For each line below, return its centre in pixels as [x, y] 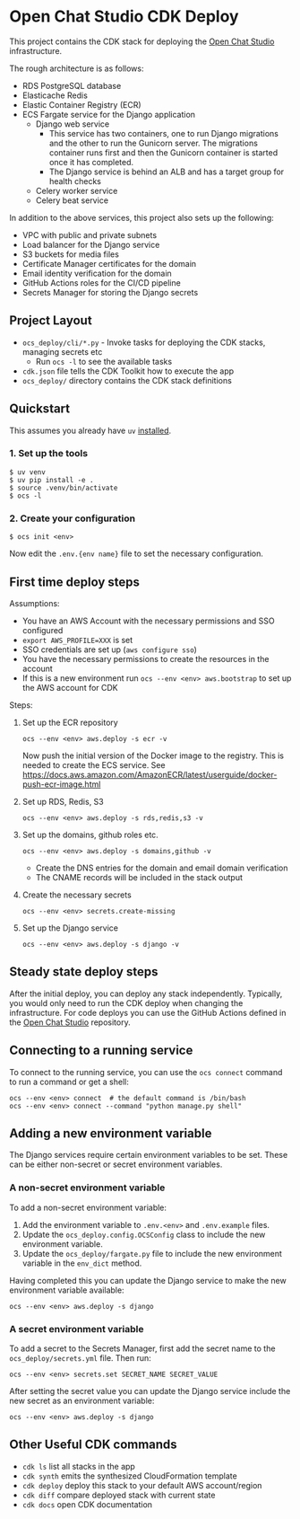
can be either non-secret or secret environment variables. [116, 1164]
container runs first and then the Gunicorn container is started [163, 152]
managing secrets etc [62, 351]
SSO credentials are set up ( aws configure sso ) [109, 649]
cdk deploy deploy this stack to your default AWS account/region [142, 1485]
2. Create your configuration [73, 518]
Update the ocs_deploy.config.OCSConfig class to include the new [144, 1234]
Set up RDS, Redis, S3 [63, 801]
